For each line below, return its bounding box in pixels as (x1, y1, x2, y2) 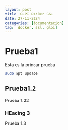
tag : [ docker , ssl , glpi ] (5, 25, 57, 30)
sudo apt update (5, 71, 38, 76)
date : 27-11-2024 (5, 16, 40, 21)
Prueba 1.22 (5, 97, 29, 103)
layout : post (5, 7, 32, 12)
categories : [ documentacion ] (5, 20, 64, 26)
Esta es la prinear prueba (5, 62, 55, 68)
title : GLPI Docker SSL (5, 12, 53, 16)
